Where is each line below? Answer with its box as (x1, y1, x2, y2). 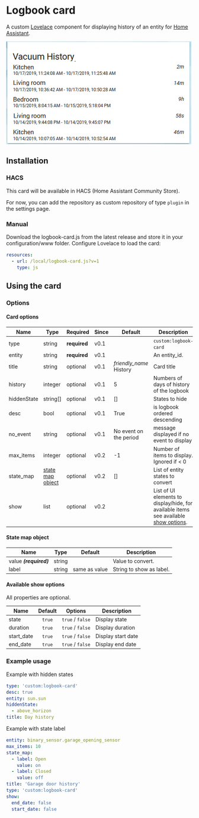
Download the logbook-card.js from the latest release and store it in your (6, 233, 184, 241)
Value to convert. (113, 557, 155, 564)
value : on (17, 762, 41, 768)
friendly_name (113, 360, 149, 367)
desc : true (6, 689, 33, 695)
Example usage (6, 657, 52, 665)
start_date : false (11, 806, 57, 812)
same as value (73, 566, 108, 573)
